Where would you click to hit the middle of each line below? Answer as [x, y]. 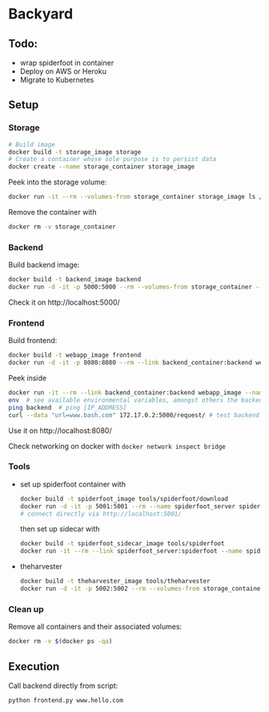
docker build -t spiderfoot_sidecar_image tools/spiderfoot [122, 544]
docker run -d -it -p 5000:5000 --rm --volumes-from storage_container [130, 287]
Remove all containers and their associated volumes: [95, 627]
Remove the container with [52, 212]
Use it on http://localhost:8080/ [60, 431]
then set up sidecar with [60, 529]
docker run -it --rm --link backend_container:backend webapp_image [125, 393]
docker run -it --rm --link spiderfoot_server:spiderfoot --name [131, 551]
